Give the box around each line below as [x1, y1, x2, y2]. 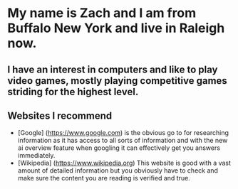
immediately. [17, 151, 56, 160]
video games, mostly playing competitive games [7, 75, 228, 87]
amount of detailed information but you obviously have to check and [17, 166, 219, 175]
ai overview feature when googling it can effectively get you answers [17, 144, 221, 152]
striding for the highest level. [7, 85, 139, 97]
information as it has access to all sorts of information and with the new [17, 136, 228, 145]
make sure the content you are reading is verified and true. [17, 174, 190, 183]
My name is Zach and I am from [7, 5, 197, 21]
